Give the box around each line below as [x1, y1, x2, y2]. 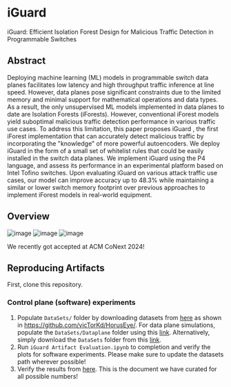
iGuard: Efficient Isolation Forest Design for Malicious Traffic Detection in [7, 28, 214, 36]
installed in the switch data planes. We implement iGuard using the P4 [7, 154, 205, 162]
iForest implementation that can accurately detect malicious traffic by [7, 132, 204, 140]
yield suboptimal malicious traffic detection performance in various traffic [7, 117, 216, 126]
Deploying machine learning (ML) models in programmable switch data [7, 73, 209, 81]
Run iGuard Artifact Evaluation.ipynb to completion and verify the [17, 343, 211, 351]
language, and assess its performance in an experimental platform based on [7, 161, 224, 170]
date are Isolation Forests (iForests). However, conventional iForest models [7, 110, 219, 118]
